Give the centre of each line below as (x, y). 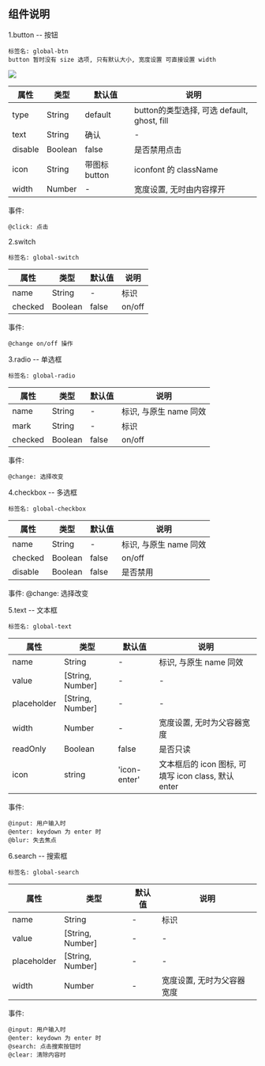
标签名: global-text (40, 626)
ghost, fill (151, 120)
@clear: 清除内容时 (37, 1055)
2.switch (22, 241)
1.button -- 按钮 (34, 35)
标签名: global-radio (42, 376)
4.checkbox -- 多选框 (43, 492)
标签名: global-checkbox (47, 509)
